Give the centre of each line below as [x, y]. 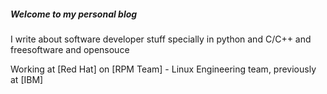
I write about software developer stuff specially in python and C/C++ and [161, 39]
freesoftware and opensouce [70, 49]
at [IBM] [27, 79]
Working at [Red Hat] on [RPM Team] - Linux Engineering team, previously [163, 69]
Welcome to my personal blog [74, 14]
